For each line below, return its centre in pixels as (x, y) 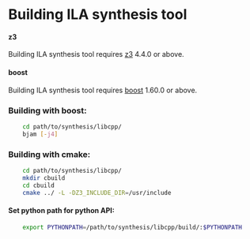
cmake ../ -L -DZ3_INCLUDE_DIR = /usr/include (97, 192)
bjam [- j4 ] (40, 134)
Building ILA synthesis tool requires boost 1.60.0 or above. (103, 90)
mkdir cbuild (44, 178)
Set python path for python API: (61, 211)
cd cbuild (39, 185)
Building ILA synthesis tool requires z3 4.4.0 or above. (96, 54)
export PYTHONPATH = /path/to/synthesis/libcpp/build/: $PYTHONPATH (133, 227)
